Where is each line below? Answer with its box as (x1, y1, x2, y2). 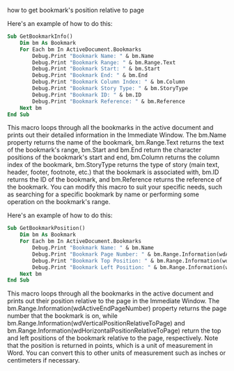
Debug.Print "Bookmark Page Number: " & (32, 251, 151, 258)
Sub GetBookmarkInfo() (7, 33, 73, 40)
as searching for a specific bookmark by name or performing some (7, 190, 200, 198)
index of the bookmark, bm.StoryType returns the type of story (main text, (7, 161, 219, 169)
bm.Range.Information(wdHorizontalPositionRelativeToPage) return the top (7, 326, 221, 335)
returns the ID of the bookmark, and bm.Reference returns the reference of (7, 175, 223, 184)
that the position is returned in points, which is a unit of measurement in (7, 342, 213, 350)
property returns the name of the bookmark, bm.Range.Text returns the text (7, 138, 224, 147)
